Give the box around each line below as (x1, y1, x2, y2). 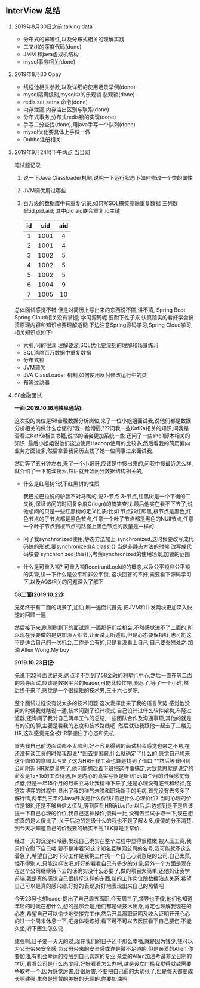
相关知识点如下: (14, 328, 53, 336)
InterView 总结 (5, 5, 60, 16)
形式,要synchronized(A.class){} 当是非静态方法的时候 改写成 (39, 543, 187, 550)
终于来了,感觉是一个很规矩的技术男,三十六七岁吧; (19, 687, 140, 694)
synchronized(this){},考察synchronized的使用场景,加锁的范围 (40, 550, 190, 557)
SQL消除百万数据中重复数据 (23, 349, 92, 356)
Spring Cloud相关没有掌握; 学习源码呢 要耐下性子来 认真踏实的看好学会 (14, 313, 189, 321)
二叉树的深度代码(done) (23, 43, 82, 50)
